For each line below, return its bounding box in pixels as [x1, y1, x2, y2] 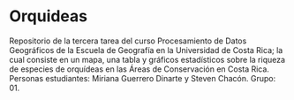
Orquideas [9, 6, 88, 27]
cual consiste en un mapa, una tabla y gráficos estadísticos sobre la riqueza [9, 54, 285, 65]
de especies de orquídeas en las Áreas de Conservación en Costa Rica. [9, 64, 269, 74]
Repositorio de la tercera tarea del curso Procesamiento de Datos [9, 35, 247, 46]
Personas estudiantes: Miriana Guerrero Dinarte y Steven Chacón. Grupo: [9, 73, 276, 83]
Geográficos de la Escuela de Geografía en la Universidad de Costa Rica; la [9, 44, 283, 55]
